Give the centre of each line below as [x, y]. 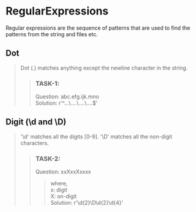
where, [59, 184]
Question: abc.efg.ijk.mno [67, 97]
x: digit [59, 190]
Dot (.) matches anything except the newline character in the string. [104, 68]
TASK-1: [47, 83]
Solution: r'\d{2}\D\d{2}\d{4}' [87, 203]
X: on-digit [63, 196]
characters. [35, 143]
